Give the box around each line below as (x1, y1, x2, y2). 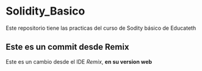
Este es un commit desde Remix (5, 42, 129, 52)
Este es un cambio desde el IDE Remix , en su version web (5, 58, 153, 65)
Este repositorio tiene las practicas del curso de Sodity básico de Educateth (5, 24, 197, 32)
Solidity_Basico (5, 4, 85, 18)
